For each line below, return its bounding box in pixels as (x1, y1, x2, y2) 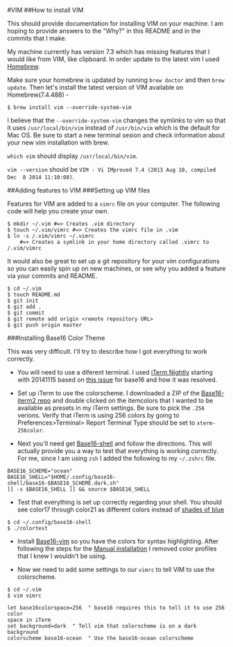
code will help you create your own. (7, 207, 110, 215)
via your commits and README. (7, 272, 98, 280)
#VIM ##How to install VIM (7, 6, 84, 14)
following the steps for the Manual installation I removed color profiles (17, 545, 217, 552)
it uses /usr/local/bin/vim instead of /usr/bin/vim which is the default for (7, 124, 221, 131)
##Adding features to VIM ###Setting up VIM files (7, 186, 150, 194)
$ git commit (7, 309, 45, 316)
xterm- (196, 420, 216, 427)
